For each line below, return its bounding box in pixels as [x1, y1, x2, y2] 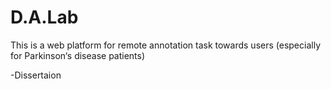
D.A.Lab [10, 6, 79, 29]
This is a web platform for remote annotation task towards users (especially [10, 39, 321, 51]
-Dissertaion [10, 69, 62, 81]
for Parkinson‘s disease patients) [10, 49, 146, 61]
